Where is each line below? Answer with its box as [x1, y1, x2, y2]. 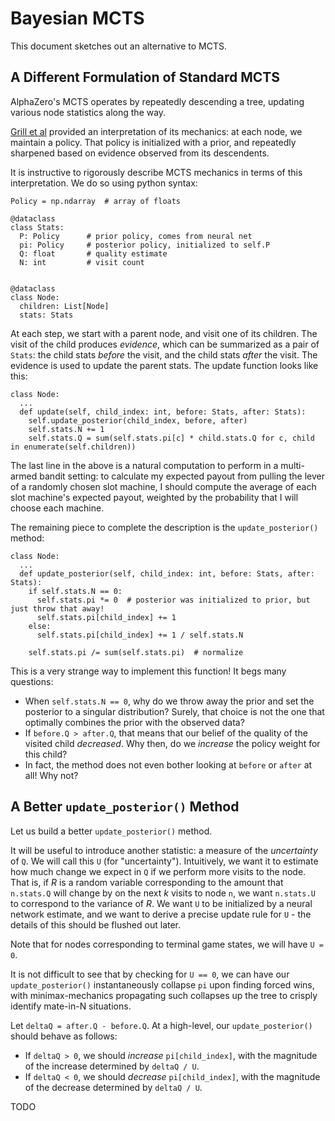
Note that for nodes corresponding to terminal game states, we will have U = [10, 938, 324, 950]
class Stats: [10, 222, 65, 232]
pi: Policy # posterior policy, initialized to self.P [19, 240, 271, 250]
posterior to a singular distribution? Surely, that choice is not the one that [24, 705, 325, 717]
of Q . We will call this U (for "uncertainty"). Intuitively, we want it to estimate [10, 855, 319, 867]
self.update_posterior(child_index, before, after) [28, 415, 248, 426]
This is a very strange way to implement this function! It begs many [10, 665, 287, 677]
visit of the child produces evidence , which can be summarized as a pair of [10, 338, 320, 350]
